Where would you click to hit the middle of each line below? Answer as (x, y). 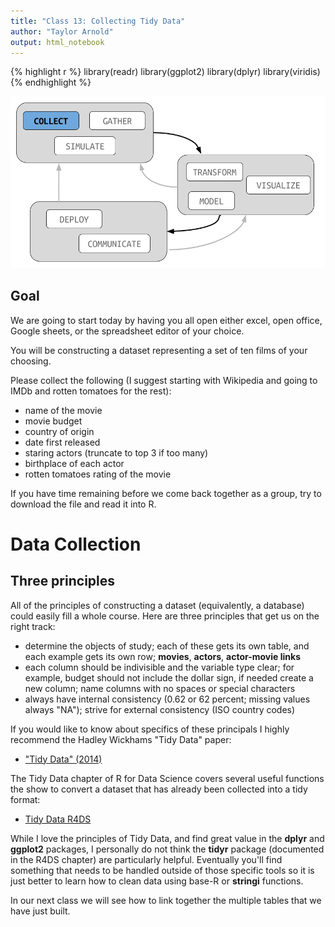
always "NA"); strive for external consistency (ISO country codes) (160, 709)
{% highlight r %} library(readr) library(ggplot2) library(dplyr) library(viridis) (165, 72)
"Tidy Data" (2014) (63, 759)
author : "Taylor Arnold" (62, 31)
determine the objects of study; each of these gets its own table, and (167, 646)
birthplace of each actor (74, 463)
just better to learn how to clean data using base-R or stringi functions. (157, 881)
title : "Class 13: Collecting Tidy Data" (98, 21)
